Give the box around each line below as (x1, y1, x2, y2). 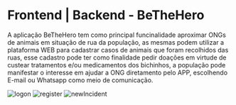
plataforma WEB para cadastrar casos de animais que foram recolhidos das (7, 45, 229, 54)
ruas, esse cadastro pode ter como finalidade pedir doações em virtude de (7, 53, 227, 62)
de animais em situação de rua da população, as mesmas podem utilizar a (7, 38, 225, 46)
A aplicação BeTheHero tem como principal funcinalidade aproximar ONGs (7, 31, 226, 39)
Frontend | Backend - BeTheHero (7, 7, 205, 23)
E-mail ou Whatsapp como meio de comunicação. (7, 75, 154, 84)
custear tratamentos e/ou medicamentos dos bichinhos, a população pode (7, 60, 226, 69)
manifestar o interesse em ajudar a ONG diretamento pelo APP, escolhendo (7, 68, 228, 77)
